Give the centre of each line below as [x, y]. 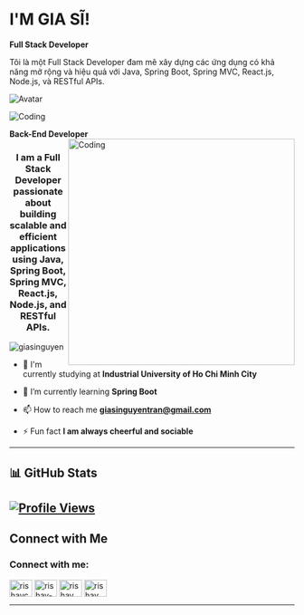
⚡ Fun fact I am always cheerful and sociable [108, 431]
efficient [38, 236]
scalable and [38, 225]
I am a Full [38, 157]
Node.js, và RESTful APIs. [57, 81]
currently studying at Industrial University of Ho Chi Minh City [140, 374]
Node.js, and [38, 304]
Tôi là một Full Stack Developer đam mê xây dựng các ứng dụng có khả [142, 62]
